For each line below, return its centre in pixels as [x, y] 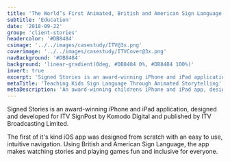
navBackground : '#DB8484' [44, 58]
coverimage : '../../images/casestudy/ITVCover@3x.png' [87, 52]
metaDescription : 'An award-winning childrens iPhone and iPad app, [107, 90]
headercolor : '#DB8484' [41, 39]
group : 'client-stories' [42, 32]
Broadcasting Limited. [38, 124]
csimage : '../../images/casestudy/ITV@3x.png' [75, 45]
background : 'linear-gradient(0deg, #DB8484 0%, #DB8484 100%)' [101, 64]
